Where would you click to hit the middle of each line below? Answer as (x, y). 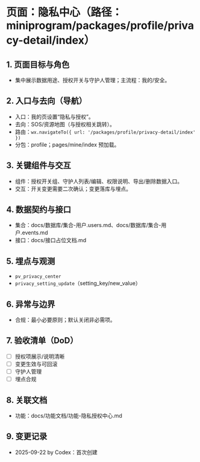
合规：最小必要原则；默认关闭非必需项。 (65, 320)
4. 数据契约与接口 (39, 210)
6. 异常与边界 (31, 304)
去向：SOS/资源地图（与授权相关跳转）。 (65, 124)
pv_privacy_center (38, 277)
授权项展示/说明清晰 (40, 356)
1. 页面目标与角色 (38, 64)
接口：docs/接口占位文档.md (51, 240)
